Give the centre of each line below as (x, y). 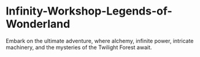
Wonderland (38, 24)
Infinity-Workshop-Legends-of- (89, 11)
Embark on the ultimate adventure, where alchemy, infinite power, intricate (100, 41)
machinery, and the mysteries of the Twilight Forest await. (79, 47)
